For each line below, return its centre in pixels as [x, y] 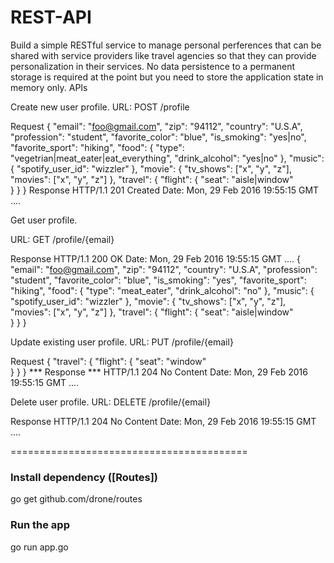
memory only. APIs [49, 87]
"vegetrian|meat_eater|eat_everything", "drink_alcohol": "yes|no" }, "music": [167, 158]
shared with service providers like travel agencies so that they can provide [163, 55]
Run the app [40, 525]
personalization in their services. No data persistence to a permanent [153, 66]
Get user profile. [44, 220]
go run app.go [39, 547]
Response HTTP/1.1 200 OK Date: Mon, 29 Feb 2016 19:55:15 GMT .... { [156, 258]
